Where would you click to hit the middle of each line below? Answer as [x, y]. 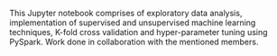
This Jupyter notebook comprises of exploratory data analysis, [126, 13]
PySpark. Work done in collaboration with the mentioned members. [134, 42]
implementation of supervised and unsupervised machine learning [133, 23]
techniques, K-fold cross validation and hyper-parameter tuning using [138, 32]
